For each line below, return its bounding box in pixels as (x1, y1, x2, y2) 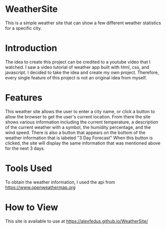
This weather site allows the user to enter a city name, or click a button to (5, 108, 155, 114)
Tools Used (5, 163, 53, 174)
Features (5, 92, 43, 104)
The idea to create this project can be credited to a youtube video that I (5, 58, 151, 65)
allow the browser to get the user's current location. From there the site (5, 114, 151, 119)
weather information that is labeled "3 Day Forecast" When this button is (5, 135, 153, 141)
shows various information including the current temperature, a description (5, 119, 159, 125)
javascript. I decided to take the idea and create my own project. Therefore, (5, 69, 160, 75)
